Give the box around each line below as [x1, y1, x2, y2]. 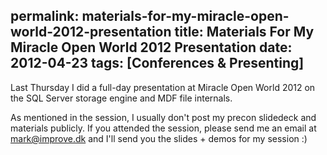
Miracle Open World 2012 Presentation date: [10, 39, 293, 56]
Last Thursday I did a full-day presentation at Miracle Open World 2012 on [10, 81, 316, 93]
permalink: [10, 8, 80, 25]
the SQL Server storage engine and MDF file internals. [10, 92, 233, 104]
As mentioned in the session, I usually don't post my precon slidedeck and [10, 111, 317, 123]
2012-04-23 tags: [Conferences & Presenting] [10, 55, 305, 72]
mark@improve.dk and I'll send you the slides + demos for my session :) [10, 132, 308, 144]
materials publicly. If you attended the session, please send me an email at [10, 122, 317, 134]
